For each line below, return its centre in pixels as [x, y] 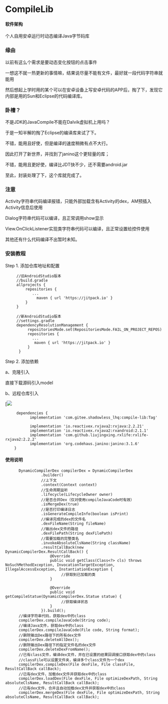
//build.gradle [32, 280]
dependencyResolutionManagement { [52, 325]
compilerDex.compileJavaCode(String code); [64, 620]
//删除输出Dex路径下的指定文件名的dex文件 [57, 645]
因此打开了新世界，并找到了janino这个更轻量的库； [57, 154]
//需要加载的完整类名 [60, 539]
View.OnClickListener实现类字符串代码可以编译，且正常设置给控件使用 [77, 229]
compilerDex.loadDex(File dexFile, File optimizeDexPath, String [88, 678]
